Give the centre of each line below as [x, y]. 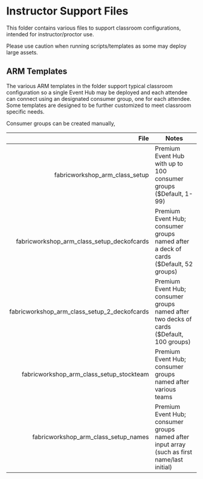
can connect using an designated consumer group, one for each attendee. [99, 98]
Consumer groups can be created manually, [61, 123]
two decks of [173, 319]
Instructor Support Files [67, 11]
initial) [163, 467]
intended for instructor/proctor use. [50, 34]
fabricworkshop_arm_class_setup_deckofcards [82, 241]
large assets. [22, 52]
